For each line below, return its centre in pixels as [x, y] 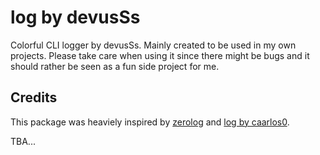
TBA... [23, 141]
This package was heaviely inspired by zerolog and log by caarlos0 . [150, 122]
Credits [34, 97]
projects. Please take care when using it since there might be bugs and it [160, 55]
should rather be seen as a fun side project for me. [115, 66]
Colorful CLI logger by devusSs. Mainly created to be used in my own [153, 45]
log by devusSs [75, 17]
